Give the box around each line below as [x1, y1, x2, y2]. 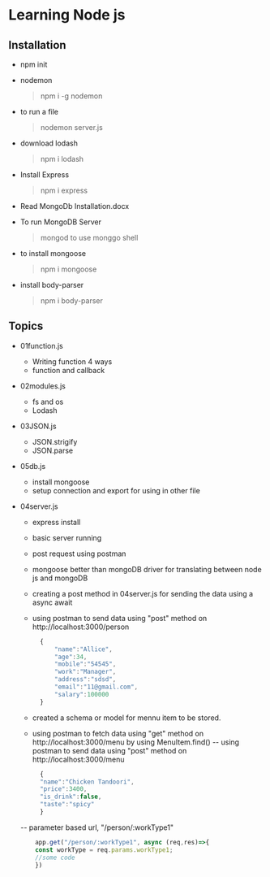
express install [32, 517, 81, 527]
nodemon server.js [40, 123, 103, 132]
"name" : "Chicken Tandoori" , [39, 778, 135, 786]
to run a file [19, 107, 59, 116]
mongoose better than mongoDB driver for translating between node [32, 564, 262, 574]
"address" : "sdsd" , [54, 675, 117, 684]
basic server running [32, 532, 102, 542]
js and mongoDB [32, 573, 88, 583]
